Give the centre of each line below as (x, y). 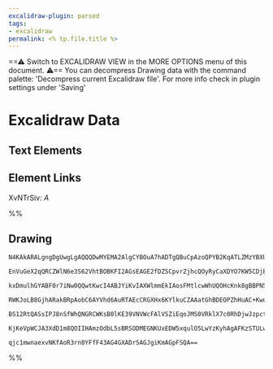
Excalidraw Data (64, 121)
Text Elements (45, 150)
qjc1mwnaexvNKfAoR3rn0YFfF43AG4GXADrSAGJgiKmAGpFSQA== (103, 343)
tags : (17, 24)
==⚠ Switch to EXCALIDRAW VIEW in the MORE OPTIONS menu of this (128, 62)
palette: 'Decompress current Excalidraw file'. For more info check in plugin (134, 79)
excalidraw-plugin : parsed (54, 16)
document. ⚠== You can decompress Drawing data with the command (127, 71)
